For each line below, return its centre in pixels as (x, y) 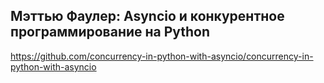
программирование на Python (110, 32)
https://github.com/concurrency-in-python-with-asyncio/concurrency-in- (162, 56)
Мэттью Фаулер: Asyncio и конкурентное (147, 16)
